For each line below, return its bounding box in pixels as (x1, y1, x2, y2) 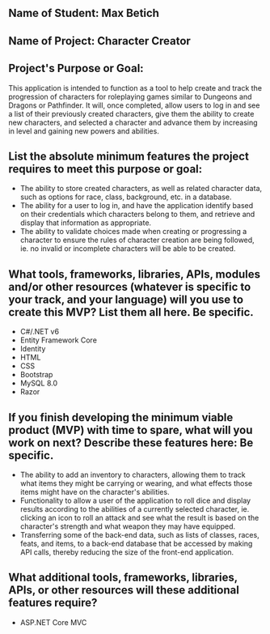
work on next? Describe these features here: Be (8, 436, 254, 449)
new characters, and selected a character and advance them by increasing (8, 117, 258, 127)
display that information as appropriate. (19, 218, 152, 228)
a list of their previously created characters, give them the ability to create (8, 109, 255, 118)
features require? (8, 596, 98, 610)
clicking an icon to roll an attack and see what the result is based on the (19, 513, 259, 523)
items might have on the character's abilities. (19, 487, 170, 497)
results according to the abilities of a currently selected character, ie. (19, 504, 250, 514)
